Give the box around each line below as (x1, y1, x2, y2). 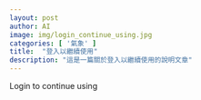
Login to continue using (9, 81, 98, 91)
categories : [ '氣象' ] (9, 38, 97, 48)
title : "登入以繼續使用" (9, 47, 98, 56)
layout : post (9, 13, 59, 23)
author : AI (9, 22, 51, 31)
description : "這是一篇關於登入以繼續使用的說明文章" (9, 55, 193, 65)
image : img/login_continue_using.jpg (9, 30, 153, 39)
